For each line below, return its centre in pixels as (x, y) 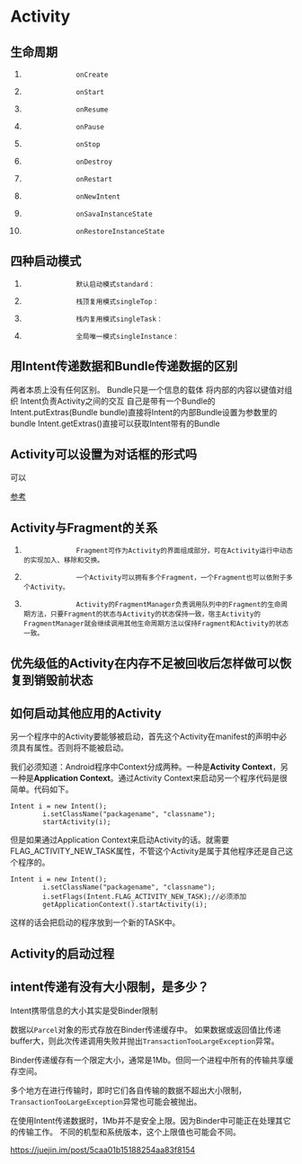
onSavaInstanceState (114, 214)
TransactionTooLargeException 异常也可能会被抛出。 (106, 1101)
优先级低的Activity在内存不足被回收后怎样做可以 (145, 663)
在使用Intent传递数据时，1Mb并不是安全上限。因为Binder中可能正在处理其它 (151, 1120)
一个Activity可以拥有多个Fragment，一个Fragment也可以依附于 (181, 578)
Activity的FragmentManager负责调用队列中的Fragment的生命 (178, 605)
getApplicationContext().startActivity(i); (125, 905)
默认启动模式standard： (115, 284)
